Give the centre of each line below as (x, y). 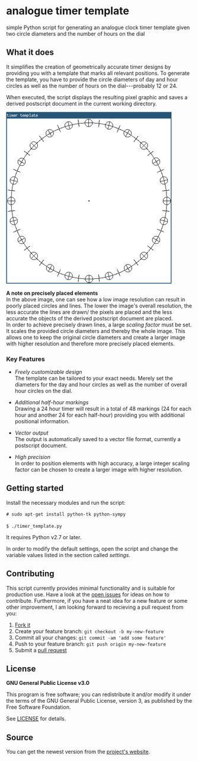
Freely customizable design (48, 372)
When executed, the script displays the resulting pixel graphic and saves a (97, 97)
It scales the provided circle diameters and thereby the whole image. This (96, 331)
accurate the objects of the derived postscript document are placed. (90, 318)
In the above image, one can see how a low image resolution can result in (96, 299)
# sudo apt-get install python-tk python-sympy (66, 514)
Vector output (31, 433)
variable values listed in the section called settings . (68, 555)
